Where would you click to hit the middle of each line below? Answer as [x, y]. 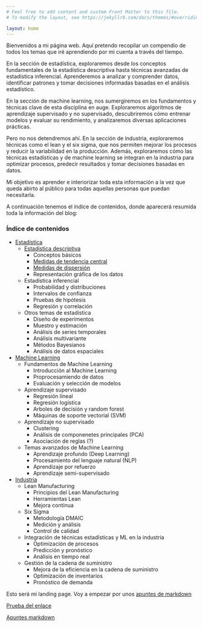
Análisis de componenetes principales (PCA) [89, 434]
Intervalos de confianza [62, 293]
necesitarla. [21, 195]
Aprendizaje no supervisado [59, 422]
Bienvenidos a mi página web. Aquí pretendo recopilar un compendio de [96, 45]
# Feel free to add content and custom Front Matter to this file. [93, 12]
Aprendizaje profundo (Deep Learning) [81, 454]
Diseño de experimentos [63, 319]
